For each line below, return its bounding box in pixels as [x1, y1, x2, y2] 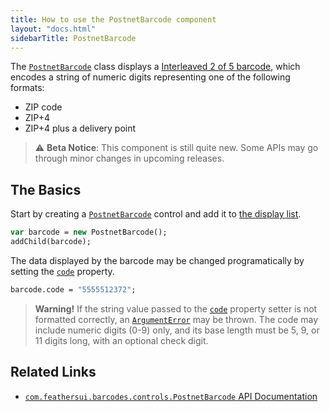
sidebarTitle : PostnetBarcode [10, 33, 137, 43]
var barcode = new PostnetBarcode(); [10, 227, 168, 238]
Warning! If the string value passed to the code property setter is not [34, 302, 318, 315]
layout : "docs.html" [10, 24, 97, 34]
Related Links [10, 364, 97, 381]
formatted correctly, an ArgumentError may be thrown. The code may [34, 313, 319, 325]
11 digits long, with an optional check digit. [34, 334, 209, 346]
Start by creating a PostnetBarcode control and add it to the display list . [10, 208, 302, 220]
